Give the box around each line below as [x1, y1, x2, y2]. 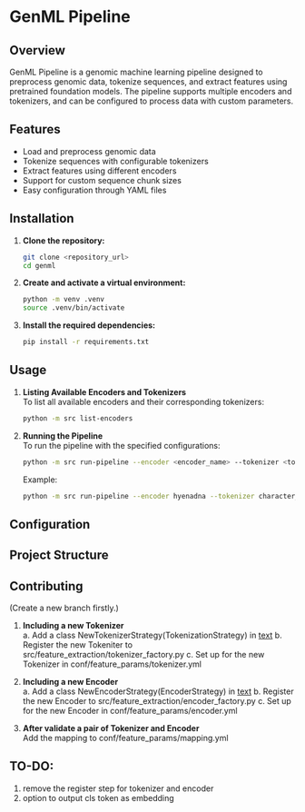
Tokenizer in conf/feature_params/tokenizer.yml [22, 659, 202, 669]
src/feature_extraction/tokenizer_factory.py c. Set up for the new [22, 649, 265, 660]
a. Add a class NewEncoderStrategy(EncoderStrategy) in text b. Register [22, 686, 294, 697]
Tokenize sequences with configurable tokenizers [22, 155, 209, 166]
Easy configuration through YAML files [22, 184, 167, 195]
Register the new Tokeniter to [22, 639, 133, 650]
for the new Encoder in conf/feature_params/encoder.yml [22, 706, 238, 717]
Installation [9, 211, 74, 226]
